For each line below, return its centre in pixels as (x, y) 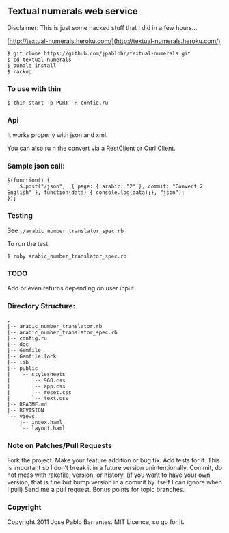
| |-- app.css (37, 386)
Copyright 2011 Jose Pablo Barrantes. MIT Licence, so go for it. (96, 522)
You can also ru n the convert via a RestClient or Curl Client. (91, 148)
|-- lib (18, 362)
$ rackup (19, 71)
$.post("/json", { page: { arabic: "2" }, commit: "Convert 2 (111, 186)
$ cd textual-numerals (39, 60)
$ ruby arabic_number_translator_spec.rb (67, 256)
